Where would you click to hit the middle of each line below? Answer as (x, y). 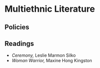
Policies (17, 27)
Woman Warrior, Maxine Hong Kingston (52, 61)
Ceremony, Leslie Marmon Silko (44, 55)
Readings (19, 43)
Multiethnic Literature (50, 9)
